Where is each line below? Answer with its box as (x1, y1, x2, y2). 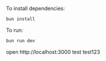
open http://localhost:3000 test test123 (6, 48, 101, 55)
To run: (6, 26, 23, 34)
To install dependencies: (6, 5, 66, 12)
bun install (6, 16, 35, 22)
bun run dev (6, 38, 35, 44)
